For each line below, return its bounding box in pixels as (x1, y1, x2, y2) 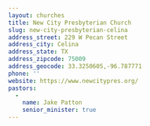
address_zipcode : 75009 (8, 56, 86, 63)
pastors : (8, 84, 37, 92)
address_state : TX (8, 48, 68, 56)
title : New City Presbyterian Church (8, 19, 132, 27)
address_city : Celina (8, 41, 79, 49)
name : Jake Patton (22, 99, 82, 106)
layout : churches (8, 11, 65, 20)
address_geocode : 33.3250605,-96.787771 (8, 63, 143, 70)
